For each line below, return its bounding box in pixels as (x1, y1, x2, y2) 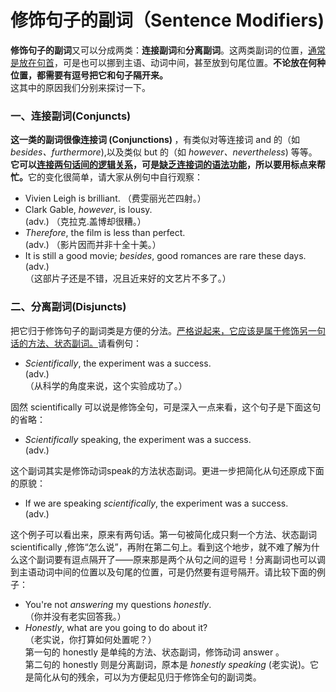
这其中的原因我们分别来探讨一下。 (10, 81, 151, 93)
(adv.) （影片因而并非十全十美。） (24, 239, 162, 251)
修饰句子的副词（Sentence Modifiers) (10, 9, 325, 32)
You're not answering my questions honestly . (24, 598, 212, 610)
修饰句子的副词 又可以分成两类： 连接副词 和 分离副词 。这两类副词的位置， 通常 (10, 44, 326, 56)
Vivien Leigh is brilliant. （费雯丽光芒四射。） (24, 192, 207, 205)
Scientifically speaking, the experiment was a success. (24, 433, 252, 445)
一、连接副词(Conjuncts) (10, 109, 132, 123)
